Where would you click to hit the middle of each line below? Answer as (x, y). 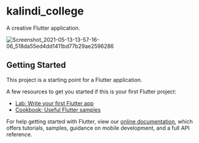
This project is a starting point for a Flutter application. (74, 79)
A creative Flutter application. (43, 28)
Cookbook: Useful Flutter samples (58, 110)
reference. (19, 134)
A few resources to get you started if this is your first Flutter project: (91, 91)
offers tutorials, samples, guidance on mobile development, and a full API (98, 128)
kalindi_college (45, 11)
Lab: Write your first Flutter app (54, 103)
